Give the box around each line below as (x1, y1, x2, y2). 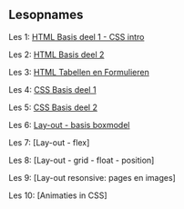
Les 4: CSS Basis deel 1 (8, 84, 97, 95)
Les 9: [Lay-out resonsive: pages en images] (8, 172, 177, 183)
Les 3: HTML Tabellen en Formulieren (8, 66, 149, 77)
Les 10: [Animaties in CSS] (8, 190, 107, 201)
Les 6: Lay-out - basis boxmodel (8, 119, 130, 130)
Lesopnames (8, 7, 84, 23)
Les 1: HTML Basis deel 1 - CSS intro (8, 31, 145, 42)
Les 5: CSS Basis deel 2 (8, 102, 97, 113)
